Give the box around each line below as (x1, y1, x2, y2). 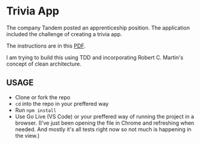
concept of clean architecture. (6, 60, 82, 67)
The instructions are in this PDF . (6, 42, 86, 49)
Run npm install (15, 106, 57, 114)
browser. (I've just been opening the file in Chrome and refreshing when (15, 119, 195, 126)
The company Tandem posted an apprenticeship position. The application (6, 24, 190, 31)
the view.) (15, 132, 40, 139)
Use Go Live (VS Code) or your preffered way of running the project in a (15, 113, 195, 120)
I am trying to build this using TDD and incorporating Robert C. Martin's (6, 54, 184, 61)
